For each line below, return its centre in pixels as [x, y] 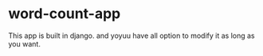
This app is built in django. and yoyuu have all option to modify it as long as [131, 35]
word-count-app [65, 14]
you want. [25, 43]
